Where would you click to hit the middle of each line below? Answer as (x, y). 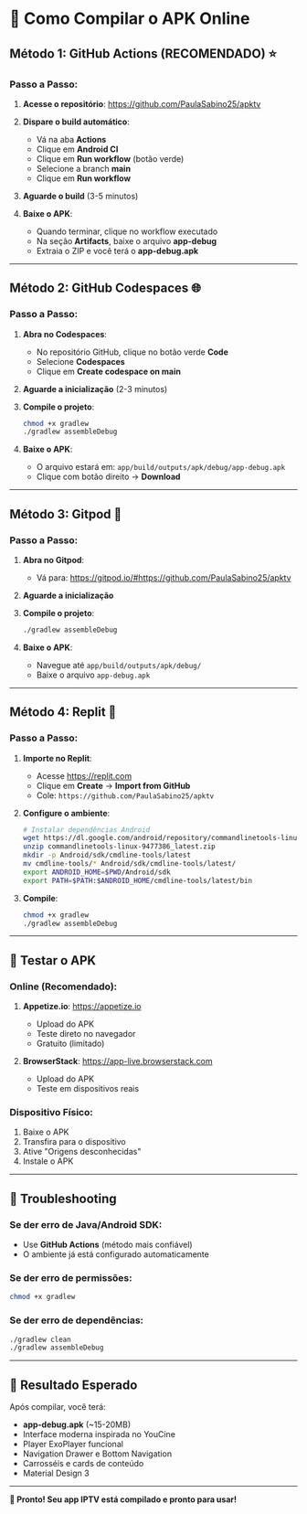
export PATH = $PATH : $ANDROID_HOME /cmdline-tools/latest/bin (138, 880)
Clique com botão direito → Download (108, 477)
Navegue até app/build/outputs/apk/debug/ (119, 665)
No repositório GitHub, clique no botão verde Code (132, 352)
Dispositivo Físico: (51, 1113)
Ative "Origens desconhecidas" (82, 1152)
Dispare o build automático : (76, 122)
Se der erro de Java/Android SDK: (86, 1224)
